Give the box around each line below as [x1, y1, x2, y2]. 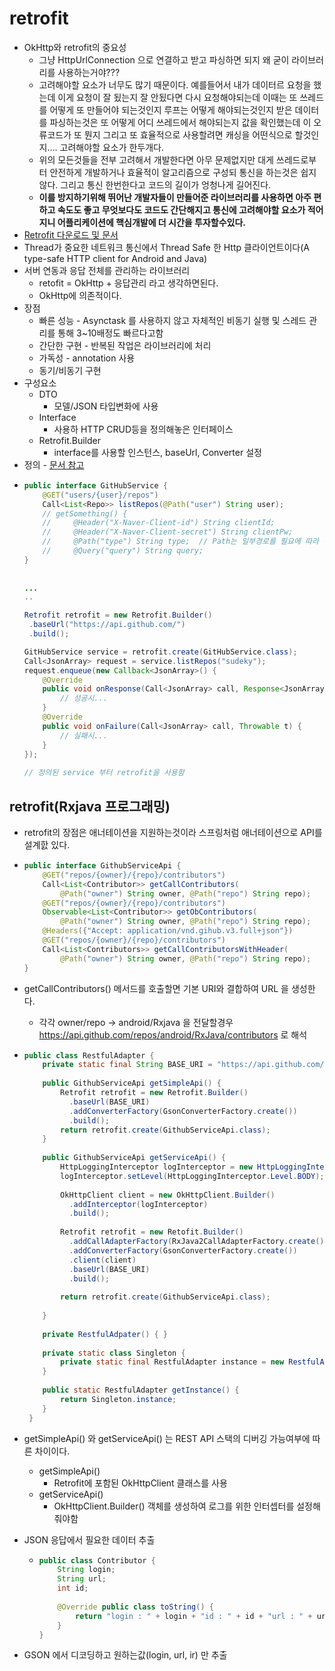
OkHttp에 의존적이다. [38, 289, 122, 301]
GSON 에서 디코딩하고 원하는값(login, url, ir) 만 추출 [23, 1649, 228, 1661]
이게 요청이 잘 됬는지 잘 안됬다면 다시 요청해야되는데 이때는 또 [57, 91, 298, 103]
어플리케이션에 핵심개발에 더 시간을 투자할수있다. [57, 216, 246, 228]
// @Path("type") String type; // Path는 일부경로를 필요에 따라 [42, 537, 319, 547]
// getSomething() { [42, 508, 128, 519]
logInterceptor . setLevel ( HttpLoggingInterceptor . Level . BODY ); [60, 1171, 325, 1181]
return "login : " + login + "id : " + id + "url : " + [74, 1611, 313, 1621]
